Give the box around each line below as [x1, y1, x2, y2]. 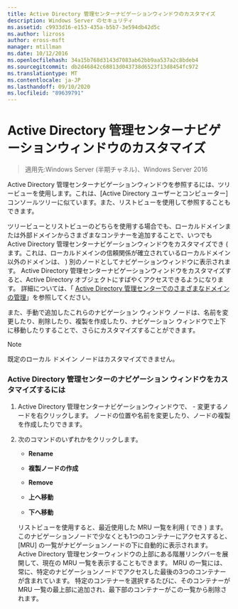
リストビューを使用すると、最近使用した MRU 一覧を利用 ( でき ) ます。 [17, 523, 227, 532]
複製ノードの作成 [28, 464, 79, 473]
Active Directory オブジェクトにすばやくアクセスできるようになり [26, 275, 218, 284]
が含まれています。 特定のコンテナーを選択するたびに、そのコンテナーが [17, 576, 231, 585]
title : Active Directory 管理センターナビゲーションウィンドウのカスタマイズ [7, 10, 216, 18]
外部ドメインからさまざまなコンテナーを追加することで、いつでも [19, 231, 213, 239]
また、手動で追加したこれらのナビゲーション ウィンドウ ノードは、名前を [7, 308, 222, 317]
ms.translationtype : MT [7, 70, 78, 77]
